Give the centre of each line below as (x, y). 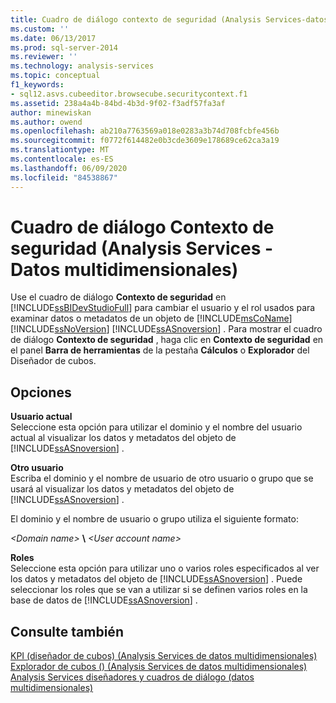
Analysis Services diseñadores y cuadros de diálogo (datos (132, 677)
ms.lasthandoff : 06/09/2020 (69, 168)
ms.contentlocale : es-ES (62, 159)
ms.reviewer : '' (44, 57)
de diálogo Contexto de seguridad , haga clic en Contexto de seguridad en (167, 340)
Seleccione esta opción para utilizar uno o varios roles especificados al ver (165, 568)
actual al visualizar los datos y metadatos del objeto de (123, 438)
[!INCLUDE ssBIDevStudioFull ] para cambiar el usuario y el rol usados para (163, 308)
